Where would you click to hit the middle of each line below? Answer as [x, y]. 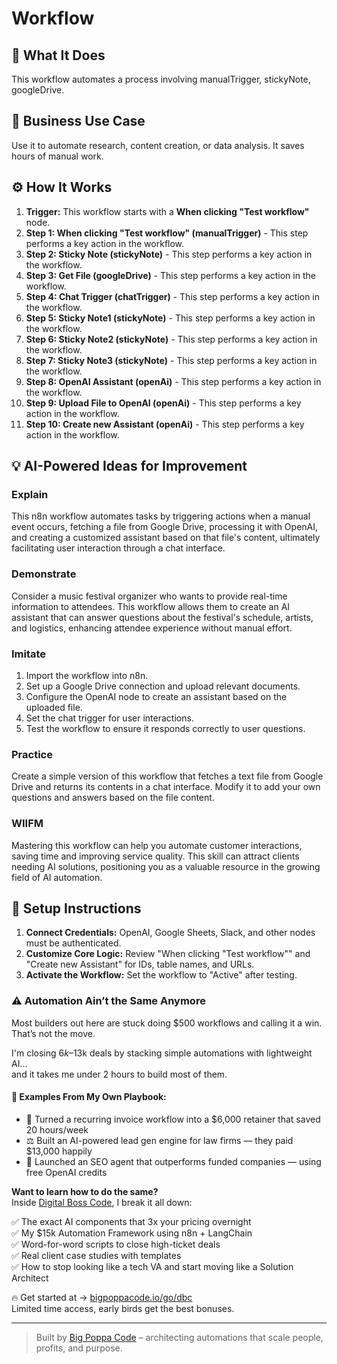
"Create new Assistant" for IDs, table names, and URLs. [140, 964]
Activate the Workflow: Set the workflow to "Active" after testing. [161, 975]
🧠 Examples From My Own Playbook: [89, 1097]
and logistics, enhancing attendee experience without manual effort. [152, 628]
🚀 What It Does [58, 55]
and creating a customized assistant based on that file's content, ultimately [166, 538]
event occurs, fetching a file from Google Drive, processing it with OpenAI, [165, 527]
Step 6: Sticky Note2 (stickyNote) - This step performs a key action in [171, 339]
